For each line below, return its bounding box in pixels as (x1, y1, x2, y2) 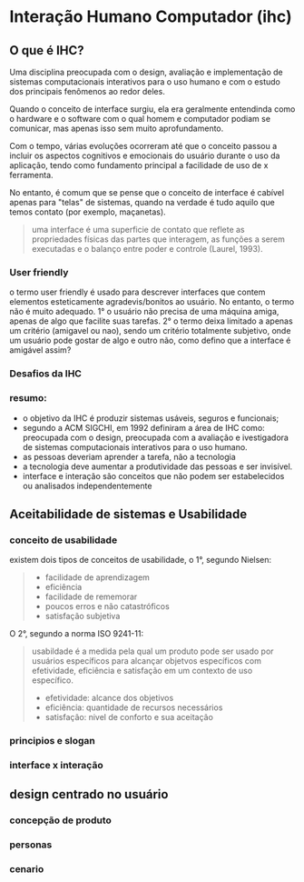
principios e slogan (9, 735, 95, 747)
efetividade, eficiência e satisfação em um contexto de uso (31, 666, 253, 677)
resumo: (9, 392, 47, 405)
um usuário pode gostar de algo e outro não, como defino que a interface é (9, 335, 291, 346)
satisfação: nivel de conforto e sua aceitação (44, 712, 213, 723)
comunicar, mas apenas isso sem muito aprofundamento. (9, 123, 224, 134)
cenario (9, 863, 44, 876)
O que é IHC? (9, 43, 84, 58)
